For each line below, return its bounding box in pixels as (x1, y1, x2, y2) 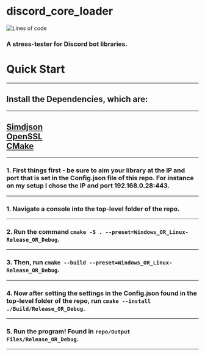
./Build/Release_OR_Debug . (6, 304, 85, 313)
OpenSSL (6, 131, 43, 142)
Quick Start (6, 62, 65, 76)
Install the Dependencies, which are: (6, 94, 148, 104)
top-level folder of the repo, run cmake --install (6, 296, 151, 305)
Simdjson (6, 122, 43, 132)
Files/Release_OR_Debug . (6, 335, 79, 343)
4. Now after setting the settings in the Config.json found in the (6, 289, 197, 297)
